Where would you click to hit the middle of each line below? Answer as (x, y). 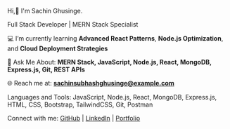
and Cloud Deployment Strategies (58, 48)
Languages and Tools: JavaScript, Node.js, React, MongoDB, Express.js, (112, 97)
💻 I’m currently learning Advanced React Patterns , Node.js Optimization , (115, 38)
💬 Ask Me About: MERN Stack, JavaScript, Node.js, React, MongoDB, (110, 62)
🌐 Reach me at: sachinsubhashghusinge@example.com (91, 83)
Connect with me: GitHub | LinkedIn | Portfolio (74, 118)
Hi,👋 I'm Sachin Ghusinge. (45, 11)
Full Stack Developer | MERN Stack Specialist (73, 24)
